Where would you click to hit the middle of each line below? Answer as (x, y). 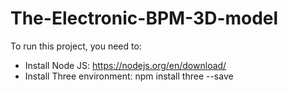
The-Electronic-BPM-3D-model (144, 18)
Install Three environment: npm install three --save (129, 76)
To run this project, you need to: (76, 46)
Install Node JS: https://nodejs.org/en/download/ (125, 65)
